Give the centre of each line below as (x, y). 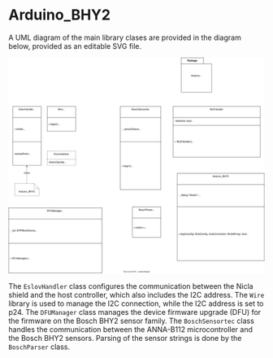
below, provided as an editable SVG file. (75, 46)
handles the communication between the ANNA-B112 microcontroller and (131, 330)
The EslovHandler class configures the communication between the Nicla (131, 286)
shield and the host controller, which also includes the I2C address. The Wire (136, 295)
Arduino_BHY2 (60, 15)
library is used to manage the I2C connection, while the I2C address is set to (136, 303)
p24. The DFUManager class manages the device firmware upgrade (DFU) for (135, 312)
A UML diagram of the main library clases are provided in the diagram (125, 37)
